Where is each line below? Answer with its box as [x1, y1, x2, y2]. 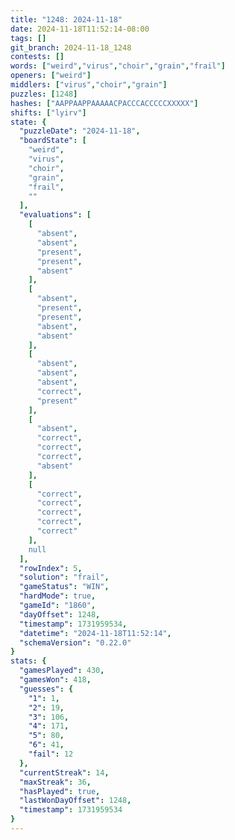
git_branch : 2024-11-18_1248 [10, 42, 132, 53]
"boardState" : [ [19, 136, 87, 146]
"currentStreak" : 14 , [19, 767, 110, 778]
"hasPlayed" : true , [19, 786, 101, 796]
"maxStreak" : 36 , [19, 777, 92, 787]
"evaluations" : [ [19, 210, 92, 220]
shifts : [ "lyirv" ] [10, 107, 87, 118]
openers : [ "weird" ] [10, 71, 92, 81]
